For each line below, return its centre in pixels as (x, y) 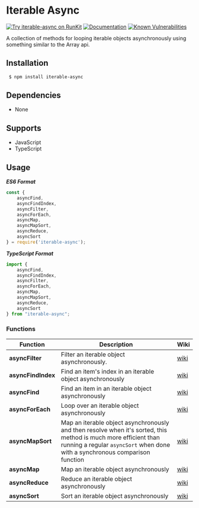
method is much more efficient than (110, 437)
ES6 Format (21, 182)
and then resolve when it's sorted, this (114, 430)
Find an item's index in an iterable (108, 371)
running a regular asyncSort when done (116, 445)
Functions (21, 329)
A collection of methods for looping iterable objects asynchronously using (96, 38)
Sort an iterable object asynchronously (115, 496)
